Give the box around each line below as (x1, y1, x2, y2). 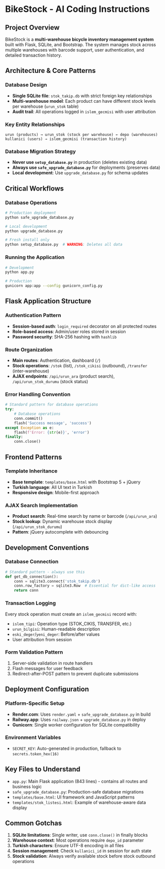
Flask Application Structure (5, 297, 91, 306)
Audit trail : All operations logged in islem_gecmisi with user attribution (12, 108, 156, 115)
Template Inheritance (5, 468, 58, 474)
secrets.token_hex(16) (12, 751, 59, 756)
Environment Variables (5, 734, 61, 741)
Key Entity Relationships (5, 121, 65, 128)
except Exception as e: (5, 425, 54, 430)
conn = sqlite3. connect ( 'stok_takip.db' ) (14, 579, 100, 584)
